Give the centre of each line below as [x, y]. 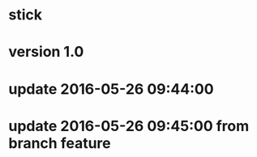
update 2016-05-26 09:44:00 [111, 89]
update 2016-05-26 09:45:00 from [129, 126]
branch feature [60, 143]
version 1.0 [46, 52]
